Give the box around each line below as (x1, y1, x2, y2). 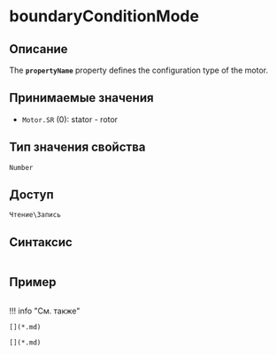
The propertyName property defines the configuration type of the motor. (9, 65, 268, 75)
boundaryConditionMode (9, 6, 199, 27)
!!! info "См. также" (9, 305, 81, 316)
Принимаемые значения (9, 90, 154, 105)
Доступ (9, 188, 55, 203)
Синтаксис (9, 235, 73, 250)
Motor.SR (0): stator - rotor (21, 113, 118, 125)
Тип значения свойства (9, 140, 146, 155)
